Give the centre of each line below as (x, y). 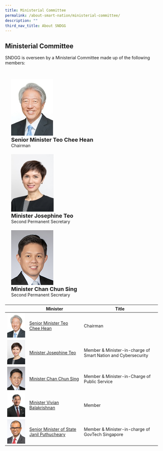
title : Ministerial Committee (36, 10)
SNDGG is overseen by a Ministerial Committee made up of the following (78, 58)
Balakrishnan (42, 408)
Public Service (98, 381)
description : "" (21, 20)
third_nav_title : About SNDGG (36, 26)
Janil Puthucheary (47, 434)
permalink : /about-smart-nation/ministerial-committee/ (63, 15)
